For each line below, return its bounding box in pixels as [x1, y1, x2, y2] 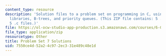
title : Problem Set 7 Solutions [5, 39, 72, 44]
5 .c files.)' [9, 20, 39, 26]
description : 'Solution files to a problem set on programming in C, [5, 12, 152, 17]
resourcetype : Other [5, 35, 48, 39]
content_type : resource [5, 7, 54, 12]
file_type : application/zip [5, 30, 63, 35]
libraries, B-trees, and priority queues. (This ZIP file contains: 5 [9, 16, 158, 21]
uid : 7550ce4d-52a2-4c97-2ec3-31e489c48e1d [5, 43, 96, 48]
